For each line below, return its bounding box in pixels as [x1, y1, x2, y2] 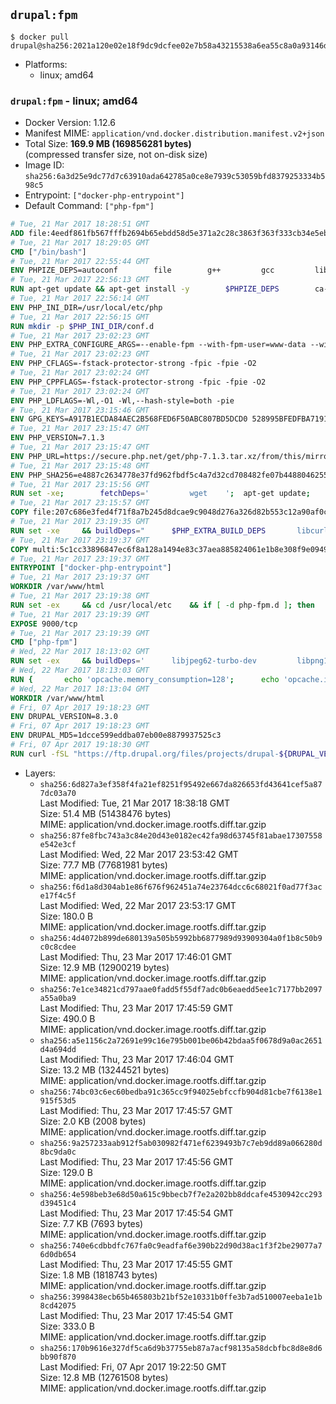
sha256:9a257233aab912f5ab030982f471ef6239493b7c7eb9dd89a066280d [39, 1138, 323, 1148]
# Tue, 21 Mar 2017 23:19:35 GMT [10, 517, 150, 527]
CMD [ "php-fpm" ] [10, 637, 78, 648]
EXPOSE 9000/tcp [10, 619, 78, 629]
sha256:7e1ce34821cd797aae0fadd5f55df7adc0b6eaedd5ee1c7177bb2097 [39, 984, 323, 994]
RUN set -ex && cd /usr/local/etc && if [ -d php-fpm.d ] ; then [10, 600, 316, 610]
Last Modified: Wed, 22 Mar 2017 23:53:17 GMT [39, 899, 237, 911]
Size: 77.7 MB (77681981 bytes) [39, 859, 168, 871]
